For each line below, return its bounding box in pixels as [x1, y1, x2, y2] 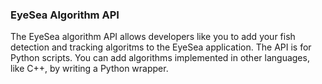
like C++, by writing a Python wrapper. [10, 63, 169, 75]
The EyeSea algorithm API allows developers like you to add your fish [10, 31, 296, 43]
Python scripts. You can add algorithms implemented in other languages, [10, 52, 310, 64]
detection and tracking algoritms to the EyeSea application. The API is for [10, 41, 312, 53]
